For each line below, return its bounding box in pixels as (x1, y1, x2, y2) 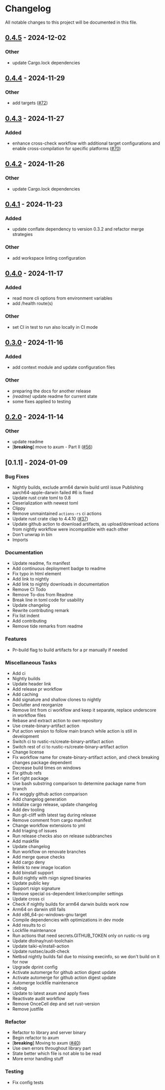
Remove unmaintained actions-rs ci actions (12, 510, 102, 516)
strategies (12, 232, 33, 237)
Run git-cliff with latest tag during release (12, 812, 97, 817)
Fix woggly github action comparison (12, 791, 88, 797)
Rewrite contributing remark (12, 608, 69, 614)
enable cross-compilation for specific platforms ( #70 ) (12, 146, 121, 151)
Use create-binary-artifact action (12, 723, 80, 729)
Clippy (12, 506, 26, 511)
